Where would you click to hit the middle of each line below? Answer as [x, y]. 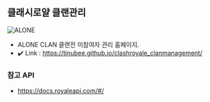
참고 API [21, 75]
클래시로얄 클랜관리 [47, 13]
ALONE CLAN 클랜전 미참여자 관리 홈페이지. [78, 44]
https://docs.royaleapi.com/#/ [60, 91]
